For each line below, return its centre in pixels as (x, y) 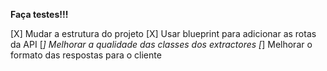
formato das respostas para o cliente (86, 55)
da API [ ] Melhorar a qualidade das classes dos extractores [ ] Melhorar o (161, 44)
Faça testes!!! (39, 14)
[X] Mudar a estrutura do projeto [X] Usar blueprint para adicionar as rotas (163, 33)
